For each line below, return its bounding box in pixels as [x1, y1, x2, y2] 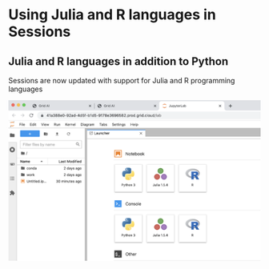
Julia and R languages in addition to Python [8, 54, 229, 68]
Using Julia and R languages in [8, 6, 216, 24]
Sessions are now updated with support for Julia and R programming [8, 76, 235, 85]
